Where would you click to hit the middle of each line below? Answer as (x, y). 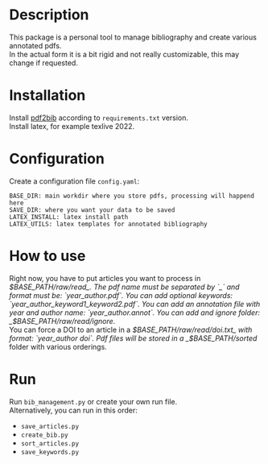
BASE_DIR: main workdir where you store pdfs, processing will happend (132, 196)
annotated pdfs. (35, 45)
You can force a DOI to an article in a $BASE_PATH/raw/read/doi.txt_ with (131, 329)
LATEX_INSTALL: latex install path (69, 217)
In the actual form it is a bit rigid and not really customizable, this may (124, 54)
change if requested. (44, 63)
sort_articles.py (50, 443)
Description (49, 15)
